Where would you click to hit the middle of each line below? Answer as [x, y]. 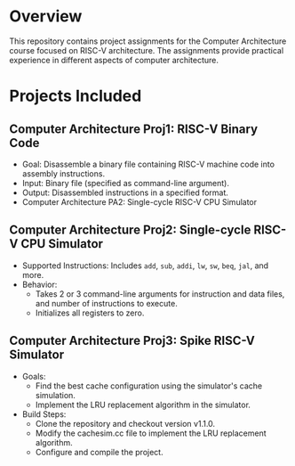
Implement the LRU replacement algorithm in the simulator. [143, 405]
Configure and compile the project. [99, 452]
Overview [46, 16]
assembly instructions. [63, 173]
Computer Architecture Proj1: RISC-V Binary [134, 129]
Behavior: [40, 284]
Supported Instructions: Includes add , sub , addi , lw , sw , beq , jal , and [145, 266]
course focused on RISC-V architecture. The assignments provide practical [147, 50]
